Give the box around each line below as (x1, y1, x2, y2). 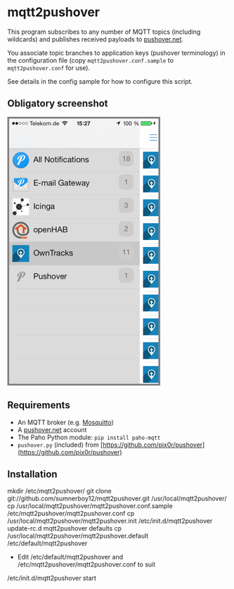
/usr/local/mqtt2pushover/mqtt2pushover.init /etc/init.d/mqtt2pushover (7, 517, 213, 525)
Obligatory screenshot (7, 98, 108, 110)
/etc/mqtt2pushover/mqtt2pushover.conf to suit (17, 560, 156, 569)
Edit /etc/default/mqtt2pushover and (17, 553, 124, 562)
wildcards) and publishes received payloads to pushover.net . (7, 34, 184, 43)
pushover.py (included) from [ (17, 441, 103, 449)
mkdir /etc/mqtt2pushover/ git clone (7, 487, 112, 495)
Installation (7, 468, 58, 480)
